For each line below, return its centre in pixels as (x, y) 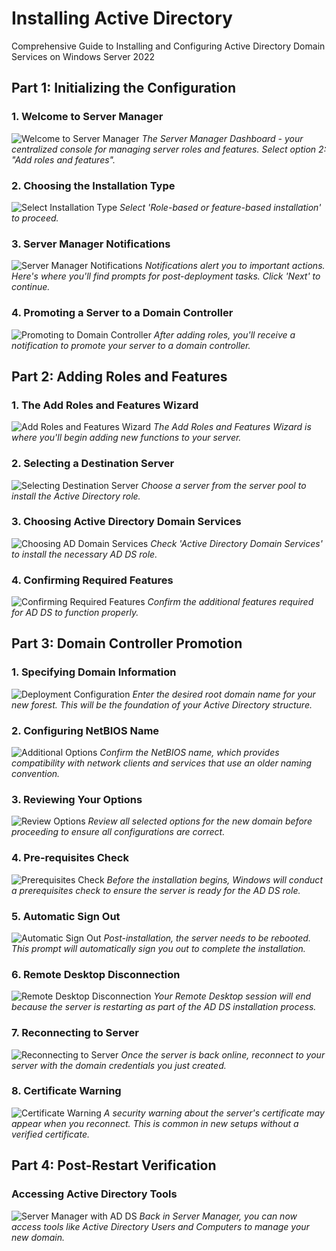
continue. (31, 287)
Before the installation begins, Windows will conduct (214, 879)
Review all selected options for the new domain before (200, 821)
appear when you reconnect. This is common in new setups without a (155, 1123)
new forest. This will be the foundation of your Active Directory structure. (162, 704)
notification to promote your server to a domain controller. (131, 345)
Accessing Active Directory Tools (94, 1194)
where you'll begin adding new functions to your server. (126, 438)
